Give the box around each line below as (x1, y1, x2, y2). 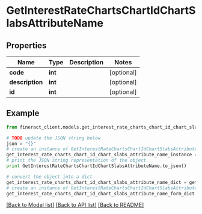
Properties (6, 40, 47, 50)
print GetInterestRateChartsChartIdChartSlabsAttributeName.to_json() (6, 163, 187, 169)
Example (6, 108, 40, 118)
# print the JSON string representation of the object (6, 157, 147, 164)
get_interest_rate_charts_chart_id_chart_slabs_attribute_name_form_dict (6, 191, 195, 197)
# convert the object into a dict (6, 174, 93, 180)
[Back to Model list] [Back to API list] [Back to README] (6, 201, 144, 209)
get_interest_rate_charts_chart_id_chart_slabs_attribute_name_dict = (6, 179, 187, 185)
